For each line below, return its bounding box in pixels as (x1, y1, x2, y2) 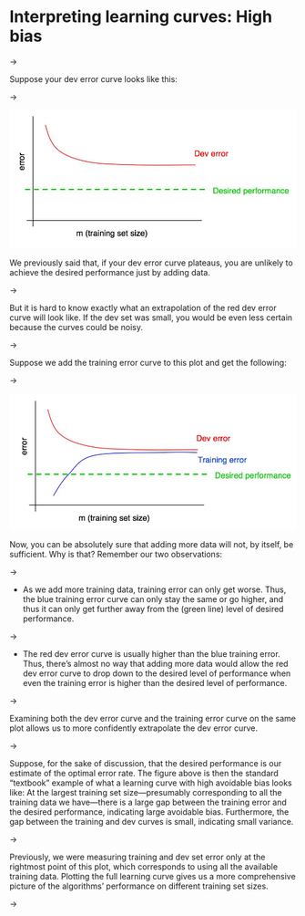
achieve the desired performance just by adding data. (9, 267, 211, 278)
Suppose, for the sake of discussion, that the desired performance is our (9, 757, 282, 768)
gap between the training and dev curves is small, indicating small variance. (9, 816, 294, 827)
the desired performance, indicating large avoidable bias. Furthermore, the (9, 806, 290, 817)
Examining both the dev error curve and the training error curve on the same (9, 713, 296, 723)
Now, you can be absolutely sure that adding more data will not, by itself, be (9, 538, 294, 549)
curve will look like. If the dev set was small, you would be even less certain (9, 312, 293, 323)
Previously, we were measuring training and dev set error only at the (9, 851, 266, 862)
